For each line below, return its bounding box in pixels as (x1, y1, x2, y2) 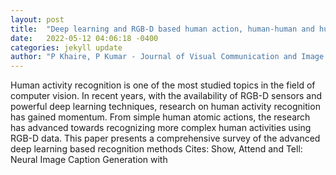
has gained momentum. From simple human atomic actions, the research (10, 111, 311, 123)
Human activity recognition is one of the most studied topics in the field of (10, 79, 316, 91)
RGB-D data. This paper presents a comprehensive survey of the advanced (10, 132, 321, 145)
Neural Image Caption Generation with (10, 154, 168, 166)
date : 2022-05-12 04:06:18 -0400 (10, 33, 159, 43)
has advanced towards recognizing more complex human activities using (10, 122, 312, 134)
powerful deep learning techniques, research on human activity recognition (10, 101, 321, 113)
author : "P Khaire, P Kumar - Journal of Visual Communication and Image (10, 52, 325, 62)
